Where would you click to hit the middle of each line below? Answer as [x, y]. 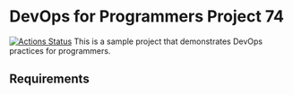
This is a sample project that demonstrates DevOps [168, 41]
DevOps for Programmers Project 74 [147, 17]
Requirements [49, 79]
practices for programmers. [60, 50]
